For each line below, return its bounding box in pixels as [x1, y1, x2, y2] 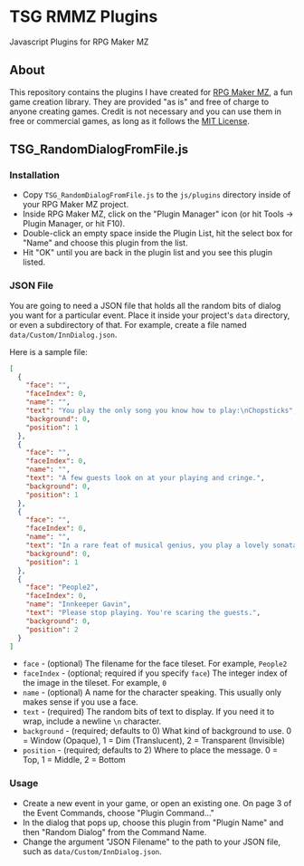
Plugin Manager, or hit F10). [22, 218, 126, 229]
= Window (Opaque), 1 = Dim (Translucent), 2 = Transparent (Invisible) [22, 736, 285, 746]
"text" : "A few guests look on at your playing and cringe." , [25, 474, 265, 483]
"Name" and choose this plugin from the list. [22, 237, 188, 248]
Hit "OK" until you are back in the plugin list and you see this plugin [22, 247, 273, 258]
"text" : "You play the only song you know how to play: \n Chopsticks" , [25, 406, 298, 416]
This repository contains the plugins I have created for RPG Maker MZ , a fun [9, 86, 293, 97]
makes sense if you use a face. [22, 697, 138, 707]
